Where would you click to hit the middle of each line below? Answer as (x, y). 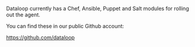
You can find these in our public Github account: (65, 26)
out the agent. (23, 15)
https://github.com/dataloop (41, 37)
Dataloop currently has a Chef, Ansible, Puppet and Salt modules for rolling (98, 9)
